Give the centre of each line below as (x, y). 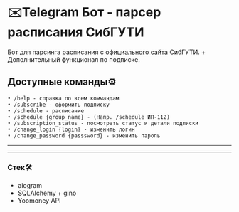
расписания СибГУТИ (76, 32)
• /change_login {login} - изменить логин (71, 129)
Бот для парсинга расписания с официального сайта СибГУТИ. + (107, 52)
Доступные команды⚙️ (62, 82)
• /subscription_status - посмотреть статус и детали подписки (103, 123)
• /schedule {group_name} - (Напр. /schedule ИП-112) (89, 117)
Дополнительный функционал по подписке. (74, 59)
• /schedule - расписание (46, 111)
